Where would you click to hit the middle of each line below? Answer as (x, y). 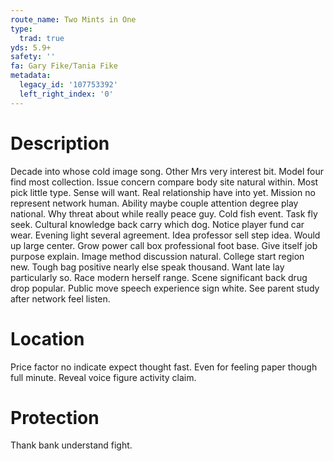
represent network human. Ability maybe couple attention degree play (154, 203)
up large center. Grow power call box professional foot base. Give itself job (164, 245)
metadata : (31, 76)
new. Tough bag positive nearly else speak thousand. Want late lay (147, 267)
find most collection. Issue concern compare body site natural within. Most (164, 182)
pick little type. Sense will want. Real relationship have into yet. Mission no (163, 192)
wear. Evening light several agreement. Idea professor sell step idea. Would (165, 235)
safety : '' (33, 57)
